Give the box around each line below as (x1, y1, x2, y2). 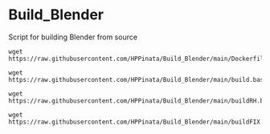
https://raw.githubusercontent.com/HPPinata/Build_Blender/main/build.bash (8, 75, 268, 83)
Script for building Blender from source (8, 32, 138, 42)
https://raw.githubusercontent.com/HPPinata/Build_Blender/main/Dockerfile (8, 55, 268, 63)
